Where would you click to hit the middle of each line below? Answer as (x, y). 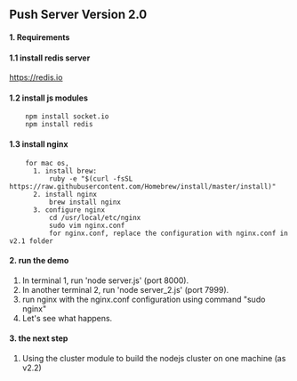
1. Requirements (40, 37)
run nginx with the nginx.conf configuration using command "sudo (144, 299)
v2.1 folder (31, 241)
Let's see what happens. (67, 318)
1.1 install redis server (50, 58)
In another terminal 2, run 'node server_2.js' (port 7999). (125, 289)
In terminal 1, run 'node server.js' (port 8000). (105, 280)
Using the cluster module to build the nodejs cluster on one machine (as (154, 358)
